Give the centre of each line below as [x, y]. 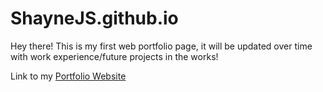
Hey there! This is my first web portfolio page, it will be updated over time [161, 46]
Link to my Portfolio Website [68, 76]
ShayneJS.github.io [94, 18]
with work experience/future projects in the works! [114, 56]
